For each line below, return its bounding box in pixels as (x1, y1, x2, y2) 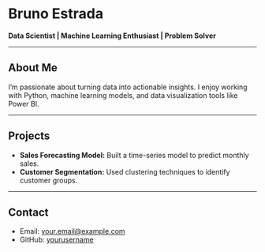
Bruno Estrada (8, 5, 104, 23)
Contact (8, 205, 49, 219)
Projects (8, 130, 50, 143)
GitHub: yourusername (19, 235, 94, 245)
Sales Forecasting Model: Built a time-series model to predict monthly (19, 150, 250, 160)
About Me (8, 61, 58, 75)
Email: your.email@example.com (19, 227, 125, 236)
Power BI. (8, 99, 39, 108)
